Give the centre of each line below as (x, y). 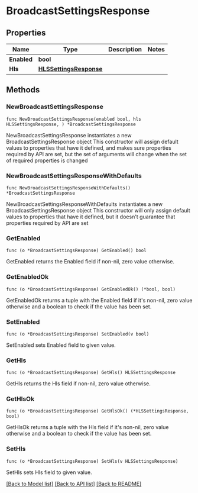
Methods (23, 90)
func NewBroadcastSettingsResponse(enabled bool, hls (74, 119)
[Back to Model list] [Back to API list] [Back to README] (74, 484)
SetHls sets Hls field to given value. (49, 472)
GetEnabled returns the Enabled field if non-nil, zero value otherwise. (90, 262)
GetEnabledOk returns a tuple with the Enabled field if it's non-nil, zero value (99, 300)
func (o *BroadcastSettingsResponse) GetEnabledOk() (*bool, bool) (91, 289)
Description (125, 49)
